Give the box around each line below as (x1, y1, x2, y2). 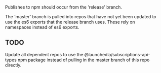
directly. (5, 62, 22, 68)
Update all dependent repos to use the (5, 51, 83, 57)
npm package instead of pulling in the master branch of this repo (17, 57, 150, 63)
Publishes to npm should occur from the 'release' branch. (5, 4, 122, 10)
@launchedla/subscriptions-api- (84, 51, 151, 57)
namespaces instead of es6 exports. (5, 24, 80, 30)
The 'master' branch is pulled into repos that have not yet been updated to (5, 14, 157, 19)
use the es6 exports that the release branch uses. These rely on (5, 19, 135, 25)
